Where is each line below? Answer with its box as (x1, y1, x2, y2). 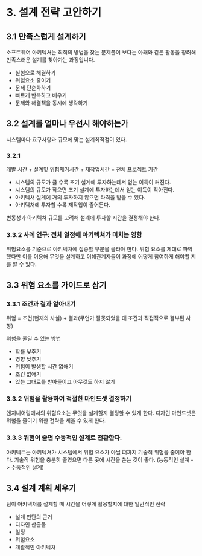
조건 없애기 (14, 370, 42, 378)
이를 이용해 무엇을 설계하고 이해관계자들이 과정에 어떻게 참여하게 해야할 (22, 253, 190, 260)
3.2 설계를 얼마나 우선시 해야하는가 (6, 118, 128, 129)
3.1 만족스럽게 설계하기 (6, 31, 86, 42)
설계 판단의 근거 (14, 513, 52, 520)
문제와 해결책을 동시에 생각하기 (14, 99, 88, 106)
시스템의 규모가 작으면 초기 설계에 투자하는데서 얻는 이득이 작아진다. (14, 186, 175, 193)
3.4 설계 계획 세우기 (6, 483, 77, 493)
